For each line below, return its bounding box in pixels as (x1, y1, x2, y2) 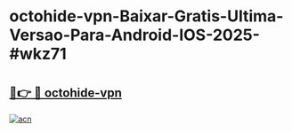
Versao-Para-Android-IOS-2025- (9, 25, 261, 45)
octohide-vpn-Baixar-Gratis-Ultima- (9, 6, 284, 27)
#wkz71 (9, 44, 67, 64)
